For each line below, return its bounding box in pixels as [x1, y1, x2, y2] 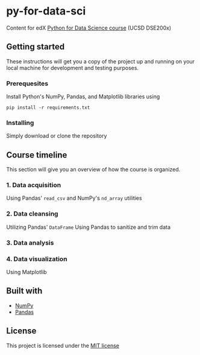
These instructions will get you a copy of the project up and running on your [6, 57, 195, 65]
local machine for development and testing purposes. [6, 64, 139, 71]
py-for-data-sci [6, 4, 86, 18]
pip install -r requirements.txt [6, 104, 90, 111]
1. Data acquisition [6, 181, 61, 190]
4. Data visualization [6, 255, 67, 263]
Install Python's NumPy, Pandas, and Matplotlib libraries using [6, 93, 160, 100]
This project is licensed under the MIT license [6, 342, 119, 349]
